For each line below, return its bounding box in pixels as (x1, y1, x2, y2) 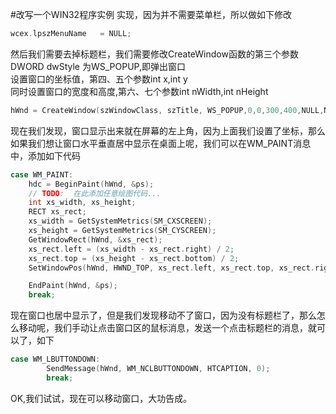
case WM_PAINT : (10, 169, 74, 180)
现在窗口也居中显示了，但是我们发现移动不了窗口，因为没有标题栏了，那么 (10, 309, 317, 322)
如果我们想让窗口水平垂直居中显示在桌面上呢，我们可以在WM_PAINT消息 (10, 137, 312, 149)
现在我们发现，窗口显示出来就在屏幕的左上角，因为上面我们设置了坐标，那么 (10, 124, 326, 137)
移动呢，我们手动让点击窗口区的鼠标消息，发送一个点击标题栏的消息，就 (18, 322, 317, 334)
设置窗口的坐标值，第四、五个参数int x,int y (10, 73, 188, 85)
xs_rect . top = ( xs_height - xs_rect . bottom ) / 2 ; (28, 253, 240, 263)
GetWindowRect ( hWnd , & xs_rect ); (28, 234, 163, 245)
